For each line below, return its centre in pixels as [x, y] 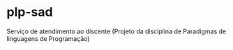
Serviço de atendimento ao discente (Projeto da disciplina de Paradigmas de [116, 31]
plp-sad [30, 12]
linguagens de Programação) [48, 38]
